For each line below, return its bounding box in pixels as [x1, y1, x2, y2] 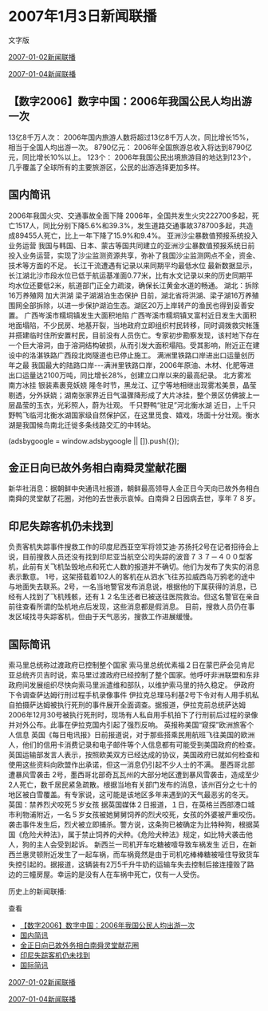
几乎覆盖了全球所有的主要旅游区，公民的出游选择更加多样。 [8, 162, 204, 172]
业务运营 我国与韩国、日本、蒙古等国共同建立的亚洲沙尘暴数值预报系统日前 [8, 240, 255, 250]
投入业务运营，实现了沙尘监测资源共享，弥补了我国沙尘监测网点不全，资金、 [8, 251, 260, 260]
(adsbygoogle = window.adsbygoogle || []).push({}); [8, 436, 179, 445]
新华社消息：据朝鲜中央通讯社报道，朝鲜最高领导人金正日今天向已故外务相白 [8, 484, 260, 493]
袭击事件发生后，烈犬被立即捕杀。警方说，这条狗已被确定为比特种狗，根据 [8, 819, 253, 829]
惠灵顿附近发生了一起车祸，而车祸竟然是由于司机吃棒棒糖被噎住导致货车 [22, 850, 260, 859]
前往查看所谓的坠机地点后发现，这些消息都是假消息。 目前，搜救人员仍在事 [8, 602, 255, 611]
